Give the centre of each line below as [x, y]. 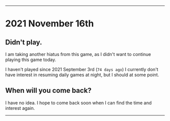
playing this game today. [31, 59]
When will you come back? [49, 90]
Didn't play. [24, 42]
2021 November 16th [50, 24]
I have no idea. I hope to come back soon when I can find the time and [78, 103]
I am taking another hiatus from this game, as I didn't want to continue [78, 54]
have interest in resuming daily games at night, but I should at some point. [82, 75]
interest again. [20, 108]
